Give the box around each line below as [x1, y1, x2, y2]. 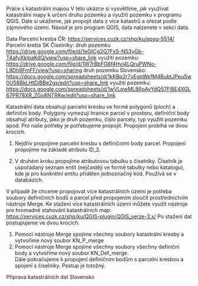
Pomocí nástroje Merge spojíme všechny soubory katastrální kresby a [14, 230, 184, 238]
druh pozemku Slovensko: [83, 67, 147, 73]
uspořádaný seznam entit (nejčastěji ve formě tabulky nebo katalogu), [14, 164, 184, 171]
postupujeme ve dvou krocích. [6, 219, 80, 226]
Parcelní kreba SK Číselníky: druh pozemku [6, 41, 111, 48]
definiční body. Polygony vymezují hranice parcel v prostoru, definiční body [6, 109, 190, 116]
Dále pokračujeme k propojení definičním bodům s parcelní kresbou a [14, 256, 184, 262]
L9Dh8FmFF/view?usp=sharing [6, 67, 82, 73]
